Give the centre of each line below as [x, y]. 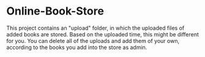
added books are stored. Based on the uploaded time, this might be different [102, 34]
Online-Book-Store [55, 11]
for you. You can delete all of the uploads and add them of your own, [93, 41]
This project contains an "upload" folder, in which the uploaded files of [95, 28]
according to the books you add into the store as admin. [77, 47]
